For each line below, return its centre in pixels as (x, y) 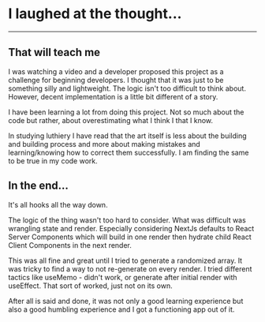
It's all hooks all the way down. (58, 204)
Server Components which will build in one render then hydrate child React (130, 237)
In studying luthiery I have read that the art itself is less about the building (127, 136)
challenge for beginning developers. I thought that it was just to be (116, 80)
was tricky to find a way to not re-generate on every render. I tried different (130, 268)
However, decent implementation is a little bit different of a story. (113, 96)
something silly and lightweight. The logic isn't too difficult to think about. (127, 88)
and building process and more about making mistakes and (105, 144)
